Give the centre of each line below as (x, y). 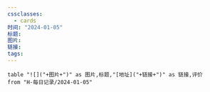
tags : (15, 54)
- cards (25, 21)
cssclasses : (25, 14)
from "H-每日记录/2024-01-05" (50, 82)
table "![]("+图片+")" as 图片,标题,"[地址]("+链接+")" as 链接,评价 (105, 75)
